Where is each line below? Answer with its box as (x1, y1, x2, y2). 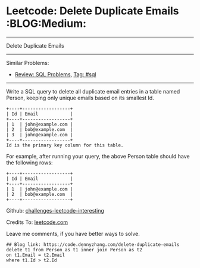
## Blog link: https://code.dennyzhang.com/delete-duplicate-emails (6, 241, 180, 248)
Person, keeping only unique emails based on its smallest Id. (6, 94, 155, 101)
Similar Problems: (6, 59, 49, 66)
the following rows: (6, 159, 53, 166)
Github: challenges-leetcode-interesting (6, 207, 104, 214)
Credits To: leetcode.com (6, 219, 68, 226)
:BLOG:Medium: (6, 17, 87, 30)
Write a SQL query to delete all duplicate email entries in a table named (6, 88, 180, 95)
